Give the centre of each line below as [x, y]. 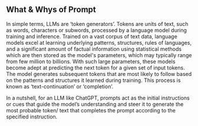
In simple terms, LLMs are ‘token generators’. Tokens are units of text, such [97, 24]
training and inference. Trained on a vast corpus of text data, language [92, 36]
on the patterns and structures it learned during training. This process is [93, 80]
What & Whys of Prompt [51, 10]
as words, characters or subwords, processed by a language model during [97, 30]
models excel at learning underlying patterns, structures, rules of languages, [99, 42]
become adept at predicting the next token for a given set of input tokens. [95, 68]
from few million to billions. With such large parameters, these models [91, 61]
